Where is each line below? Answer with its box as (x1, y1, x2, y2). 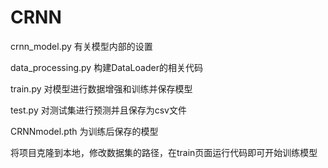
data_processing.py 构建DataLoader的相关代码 (10, 61, 203, 73)
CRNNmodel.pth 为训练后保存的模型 (10, 125, 159, 137)
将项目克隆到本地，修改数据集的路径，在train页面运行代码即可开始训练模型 (10, 146, 318, 158)
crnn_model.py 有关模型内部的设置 (10, 40, 153, 52)
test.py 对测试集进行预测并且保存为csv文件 (10, 104, 187, 116)
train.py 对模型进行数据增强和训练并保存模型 (10, 82, 193, 95)
